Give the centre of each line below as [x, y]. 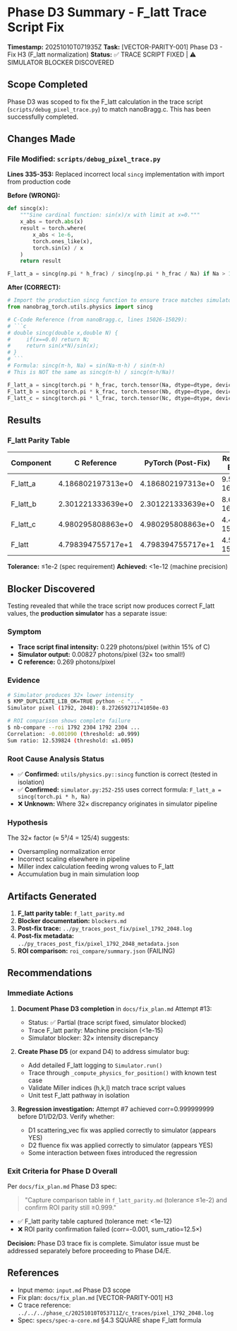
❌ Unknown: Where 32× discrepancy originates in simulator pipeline [117, 804]
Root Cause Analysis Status [56, 758]
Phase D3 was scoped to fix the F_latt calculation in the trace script [105, 101]
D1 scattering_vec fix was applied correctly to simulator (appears [122, 1130]
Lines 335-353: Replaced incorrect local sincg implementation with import [116, 175]
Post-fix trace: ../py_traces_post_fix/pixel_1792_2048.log [105, 928]
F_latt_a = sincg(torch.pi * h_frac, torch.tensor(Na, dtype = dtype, [110, 385]
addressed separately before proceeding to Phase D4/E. [89, 1251]
